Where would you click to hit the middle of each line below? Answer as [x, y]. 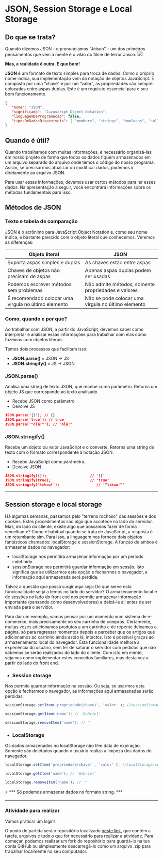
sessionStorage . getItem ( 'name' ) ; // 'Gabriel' [53, 714]
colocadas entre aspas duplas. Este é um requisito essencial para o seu [76, 89]
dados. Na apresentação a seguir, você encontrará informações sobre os [78, 187]
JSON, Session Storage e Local [69, 9]
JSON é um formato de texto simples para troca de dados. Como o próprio [80, 73]
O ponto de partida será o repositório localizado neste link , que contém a [78, 830]
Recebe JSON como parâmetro [43, 401]
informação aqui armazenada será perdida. [55, 577]
